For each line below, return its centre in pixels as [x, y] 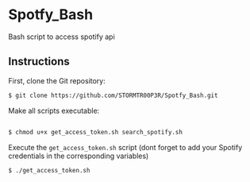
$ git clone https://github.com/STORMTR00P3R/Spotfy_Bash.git [113, 95]
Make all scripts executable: [54, 110]
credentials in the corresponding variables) [79, 156]
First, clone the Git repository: [57, 80]
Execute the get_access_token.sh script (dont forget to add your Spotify [125, 147]
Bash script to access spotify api [62, 37]
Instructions [39, 62]
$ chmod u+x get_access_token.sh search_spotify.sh [95, 132]
